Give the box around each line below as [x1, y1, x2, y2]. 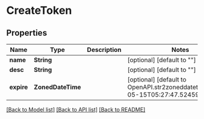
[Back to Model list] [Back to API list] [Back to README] [6, 106, 146, 113]
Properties [6, 28, 47, 38]
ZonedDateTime [33, 83, 81, 91]
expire [9, 83, 29, 91]
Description [87, 46, 122, 54]
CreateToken [6, 4, 72, 18]
